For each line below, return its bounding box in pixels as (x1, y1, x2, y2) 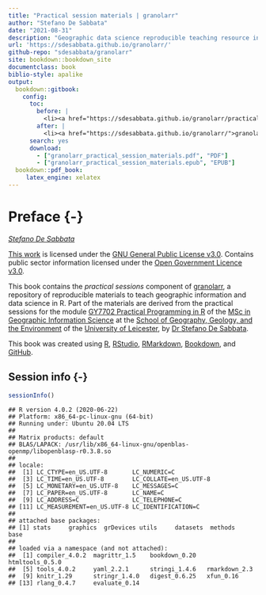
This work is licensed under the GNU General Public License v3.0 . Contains (8, 249, 254, 258)
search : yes (28, 136, 69, 145)
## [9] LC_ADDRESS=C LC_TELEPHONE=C (8, 496, 182, 504)
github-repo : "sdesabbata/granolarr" (8, 48, 133, 56)
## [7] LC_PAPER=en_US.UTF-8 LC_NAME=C (8, 489, 165, 497)
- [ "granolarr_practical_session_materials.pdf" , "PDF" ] (36, 151, 228, 159)
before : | (36, 108, 69, 116)
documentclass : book (8, 63, 77, 71)
